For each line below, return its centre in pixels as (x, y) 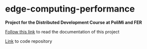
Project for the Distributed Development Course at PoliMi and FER (73, 22)
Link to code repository (29, 41)
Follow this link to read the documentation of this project (62, 32)
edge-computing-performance (70, 9)
